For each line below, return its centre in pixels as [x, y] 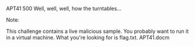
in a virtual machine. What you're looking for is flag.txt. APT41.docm [88, 37]
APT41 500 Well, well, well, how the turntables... [64, 9]
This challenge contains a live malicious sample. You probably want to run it [97, 31]
